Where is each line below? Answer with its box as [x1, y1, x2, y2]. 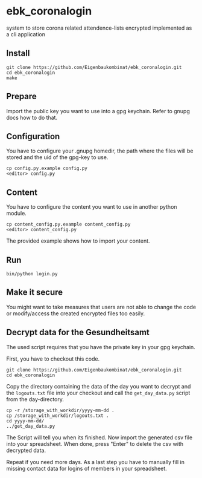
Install [6, 48, 30, 59]
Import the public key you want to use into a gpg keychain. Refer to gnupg [6, 107, 190, 114]
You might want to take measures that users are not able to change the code [6, 303, 197, 310]
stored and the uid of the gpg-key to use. [6, 154, 109, 161]
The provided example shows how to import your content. [6, 237, 150, 244]
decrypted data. [6, 447, 46, 454]
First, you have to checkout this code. [6, 355, 100, 362]
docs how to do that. [6, 114, 58, 121]
